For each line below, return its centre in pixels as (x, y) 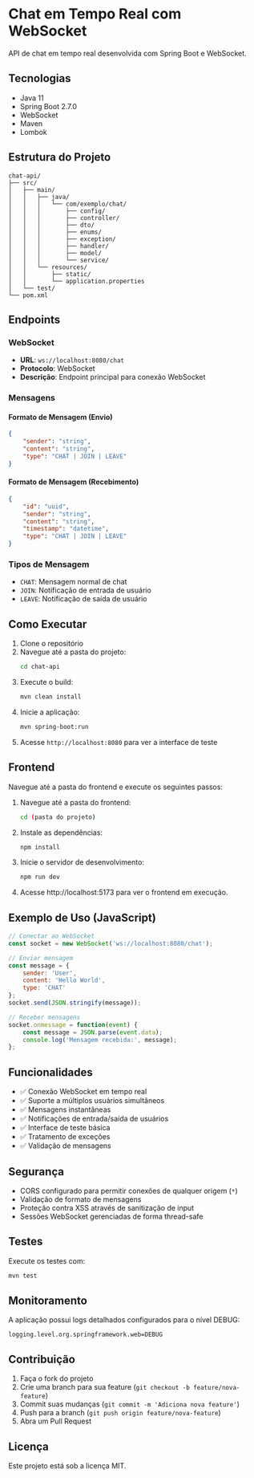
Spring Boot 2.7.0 (48, 106)
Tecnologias (40, 78)
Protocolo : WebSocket (57, 368)
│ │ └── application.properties (77, 281)
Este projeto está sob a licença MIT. (67, 1466)
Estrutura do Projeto (60, 157)
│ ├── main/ (32, 189)
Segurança (36, 1172)
